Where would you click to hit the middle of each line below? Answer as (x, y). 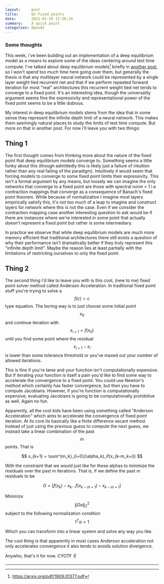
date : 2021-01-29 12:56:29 (39, 19)
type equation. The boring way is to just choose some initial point (71, 306)
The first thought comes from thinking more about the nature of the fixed (78, 155)
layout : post (23, 10)
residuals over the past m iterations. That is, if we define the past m (73, 471)
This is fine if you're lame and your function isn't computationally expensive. (82, 370)
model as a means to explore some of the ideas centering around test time (80, 61)
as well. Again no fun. (27, 401)
